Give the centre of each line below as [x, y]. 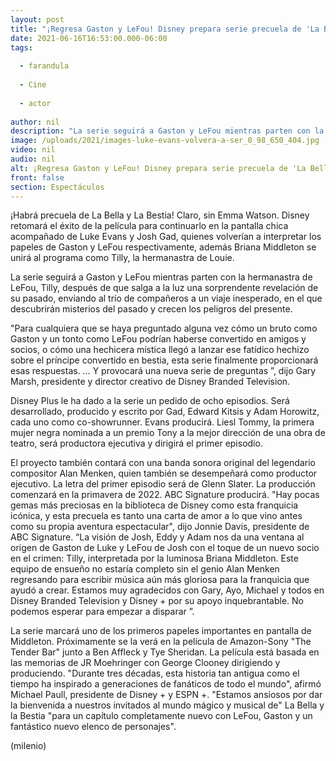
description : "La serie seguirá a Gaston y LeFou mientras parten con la [167, 131]
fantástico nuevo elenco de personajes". [93, 727]
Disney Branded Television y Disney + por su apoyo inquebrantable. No [157, 601]
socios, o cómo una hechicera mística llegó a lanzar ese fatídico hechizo [160, 350]
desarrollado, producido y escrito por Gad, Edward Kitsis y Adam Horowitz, [165, 412]
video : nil [33, 150]
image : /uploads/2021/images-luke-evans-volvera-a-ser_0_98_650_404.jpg [165, 141]
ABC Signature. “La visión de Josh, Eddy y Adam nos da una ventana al [157, 537]
